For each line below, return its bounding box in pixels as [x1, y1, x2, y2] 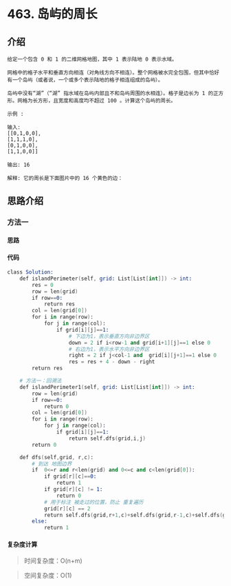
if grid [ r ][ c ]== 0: [43, 473, 97, 480]
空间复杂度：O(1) [23, 572, 72, 580]
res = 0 [32, 281, 54, 288]
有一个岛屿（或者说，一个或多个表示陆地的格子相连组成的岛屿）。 [7, 77, 164, 83]
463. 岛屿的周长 [7, 6, 98, 22]
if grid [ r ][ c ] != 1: [43, 486, 103, 493]
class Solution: [7, 269, 54, 276]
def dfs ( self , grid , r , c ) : [19, 454, 94, 461]
